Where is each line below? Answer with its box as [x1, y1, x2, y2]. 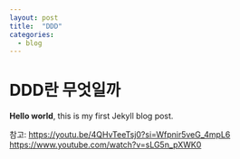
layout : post [9, 13, 59, 23]
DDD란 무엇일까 [9, 80, 121, 100]
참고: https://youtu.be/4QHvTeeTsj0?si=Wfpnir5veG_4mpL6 [9, 129, 231, 140]
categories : [9, 30, 54, 39]
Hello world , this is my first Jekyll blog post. [9, 110, 174, 122]
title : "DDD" [9, 22, 63, 31]
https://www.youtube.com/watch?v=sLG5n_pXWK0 [9, 139, 202, 150]
